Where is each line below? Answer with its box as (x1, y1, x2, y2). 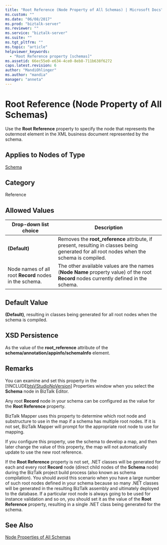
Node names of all (7, 266, 51, 273)
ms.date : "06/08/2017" (5, 16, 52, 21)
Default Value (5, 298, 48, 307)
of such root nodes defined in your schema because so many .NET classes (5, 480, 159, 486)
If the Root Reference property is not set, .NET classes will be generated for (5, 459, 161, 465)
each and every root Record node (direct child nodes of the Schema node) (5, 464, 159, 470)
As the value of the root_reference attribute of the (5, 344, 108, 350)
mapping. (5, 429, 25, 435)
